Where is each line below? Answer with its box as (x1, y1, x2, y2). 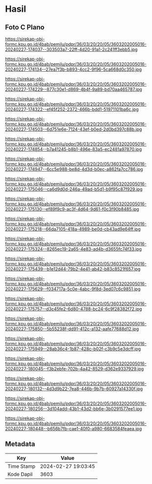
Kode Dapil (7, 471, 33, 478)
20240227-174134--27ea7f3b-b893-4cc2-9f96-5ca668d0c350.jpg (5, 66, 142, 72)
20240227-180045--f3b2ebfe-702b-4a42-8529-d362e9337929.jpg (5, 366, 144, 371)
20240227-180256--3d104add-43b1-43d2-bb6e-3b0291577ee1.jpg (5, 406, 142, 411)
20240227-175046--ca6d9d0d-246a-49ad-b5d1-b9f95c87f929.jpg (5, 186, 143, 192)
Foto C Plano (5, 23, 45, 31)
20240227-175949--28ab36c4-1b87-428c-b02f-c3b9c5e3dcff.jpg (5, 346, 141, 352)
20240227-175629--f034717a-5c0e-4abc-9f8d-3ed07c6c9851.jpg (5, 286, 141, 292)
